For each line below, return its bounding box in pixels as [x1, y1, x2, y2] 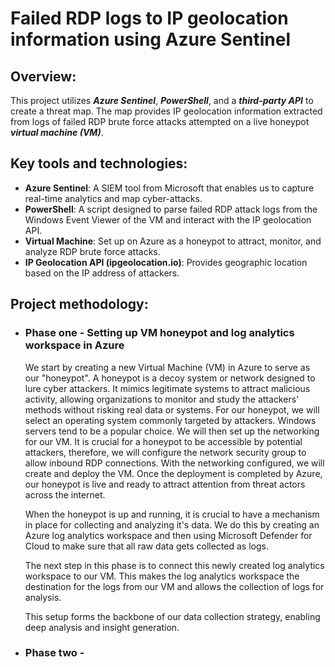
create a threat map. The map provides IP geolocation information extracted [10, 105, 323, 117]
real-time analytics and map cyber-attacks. [24, 192, 203, 204]
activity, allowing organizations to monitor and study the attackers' [24, 393, 300, 405]
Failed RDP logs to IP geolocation [10, 7, 289, 30]
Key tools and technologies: [10, 155, 188, 172]
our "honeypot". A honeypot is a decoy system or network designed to [24, 372, 316, 384]
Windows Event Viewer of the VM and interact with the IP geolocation [24, 213, 312, 226]
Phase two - [24, 646, 85, 660]
